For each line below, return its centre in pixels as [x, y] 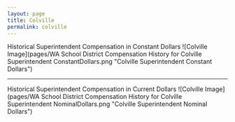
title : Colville [31, 20]
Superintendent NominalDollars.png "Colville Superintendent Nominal [107, 104]
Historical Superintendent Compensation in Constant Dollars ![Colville [107, 47]
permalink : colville [37, 27]
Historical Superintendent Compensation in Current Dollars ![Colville [106, 89]
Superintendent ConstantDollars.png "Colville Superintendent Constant [110, 62]
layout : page [26, 14]
